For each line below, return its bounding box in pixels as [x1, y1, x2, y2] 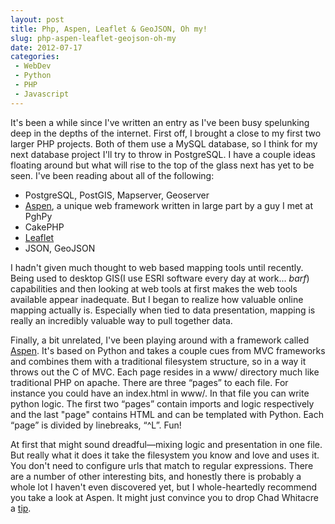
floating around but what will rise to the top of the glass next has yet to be [10, 159, 315, 171]
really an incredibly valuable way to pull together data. [10, 314, 233, 326]
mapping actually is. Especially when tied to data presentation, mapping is [10, 304, 316, 316]
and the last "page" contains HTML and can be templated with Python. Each [10, 408, 324, 420]
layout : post [10, 14, 65, 25]
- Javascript [14, 89, 70, 99]
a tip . [10, 502, 32, 514]
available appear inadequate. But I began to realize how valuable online [10, 293, 304, 305]
